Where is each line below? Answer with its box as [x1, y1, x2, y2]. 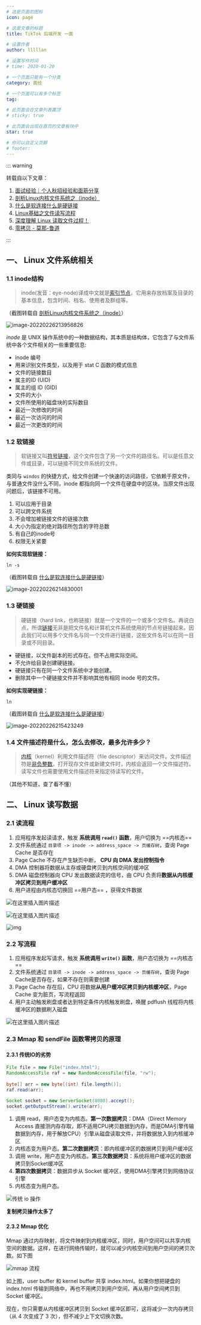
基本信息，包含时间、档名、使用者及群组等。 [20, 297, 132, 304]
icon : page [6, 14, 33, 20]
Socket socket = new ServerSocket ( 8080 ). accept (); [6, 1098, 135, 1104]
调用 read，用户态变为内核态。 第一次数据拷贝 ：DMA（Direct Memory [14, 1115, 187, 1123]
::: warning [6, 162, 33, 169]
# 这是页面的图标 [6, 8, 43, 15]
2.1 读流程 [6, 819, 35, 827]
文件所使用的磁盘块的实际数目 [14, 399, 89, 406]
